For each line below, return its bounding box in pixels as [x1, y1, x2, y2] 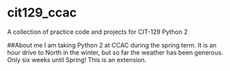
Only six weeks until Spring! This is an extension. [7, 55, 147, 63]
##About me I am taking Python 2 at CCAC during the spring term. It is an [7, 41, 217, 49]
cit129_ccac [7, 5, 78, 21]
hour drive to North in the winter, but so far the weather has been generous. [7, 48, 224, 57]
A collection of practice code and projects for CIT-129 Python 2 [7, 28, 188, 36]
